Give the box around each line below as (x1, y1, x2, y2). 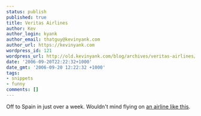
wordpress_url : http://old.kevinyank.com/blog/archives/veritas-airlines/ (6, 53, 197, 59)
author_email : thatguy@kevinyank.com (6, 36, 100, 42)
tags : (6, 70, 20, 76)
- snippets (6, 75, 33, 81)
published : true (6, 14, 47, 20)
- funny (6, 81, 26, 87)
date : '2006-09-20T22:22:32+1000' (6, 59, 93, 65)
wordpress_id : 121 (6, 48, 52, 54)
